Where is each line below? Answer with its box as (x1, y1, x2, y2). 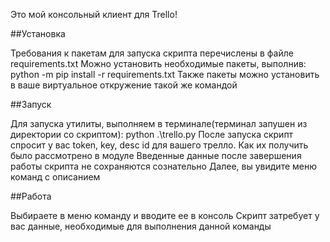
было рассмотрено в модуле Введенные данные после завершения (10, 150, 302, 161)
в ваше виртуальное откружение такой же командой (10, 79, 238, 91)
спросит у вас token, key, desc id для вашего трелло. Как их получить (10, 139, 309, 151)
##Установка (10, 28, 66, 39)
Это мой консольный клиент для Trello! (10, 9, 178, 20)
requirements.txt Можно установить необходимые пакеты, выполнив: (10, 58, 307, 69)
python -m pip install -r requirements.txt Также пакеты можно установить (10, 69, 320, 80)
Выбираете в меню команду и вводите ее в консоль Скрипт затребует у (10, 210, 320, 221)
